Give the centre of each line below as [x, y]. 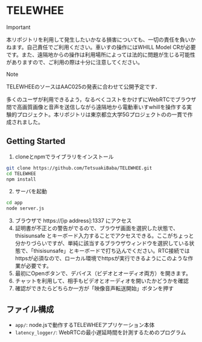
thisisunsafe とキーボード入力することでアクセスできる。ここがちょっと [104, 236]
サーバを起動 [31, 191]
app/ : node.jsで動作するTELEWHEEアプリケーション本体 [85, 325]
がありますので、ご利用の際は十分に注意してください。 [75, 62]
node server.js [25, 208]
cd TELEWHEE [21, 173]
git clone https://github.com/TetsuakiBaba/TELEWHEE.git [79, 168]
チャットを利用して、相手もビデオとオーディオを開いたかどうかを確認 [102, 281]
